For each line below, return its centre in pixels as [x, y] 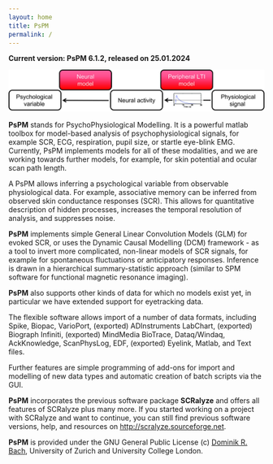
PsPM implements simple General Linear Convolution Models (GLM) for [128, 234]
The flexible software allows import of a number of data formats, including [133, 318]
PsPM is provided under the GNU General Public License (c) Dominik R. [128, 442]
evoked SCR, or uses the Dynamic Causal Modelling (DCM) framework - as [134, 243]
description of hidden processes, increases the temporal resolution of [125, 210]
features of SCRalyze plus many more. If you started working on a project [131, 410]
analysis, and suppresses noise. [62, 219]
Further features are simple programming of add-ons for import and [122, 368]
